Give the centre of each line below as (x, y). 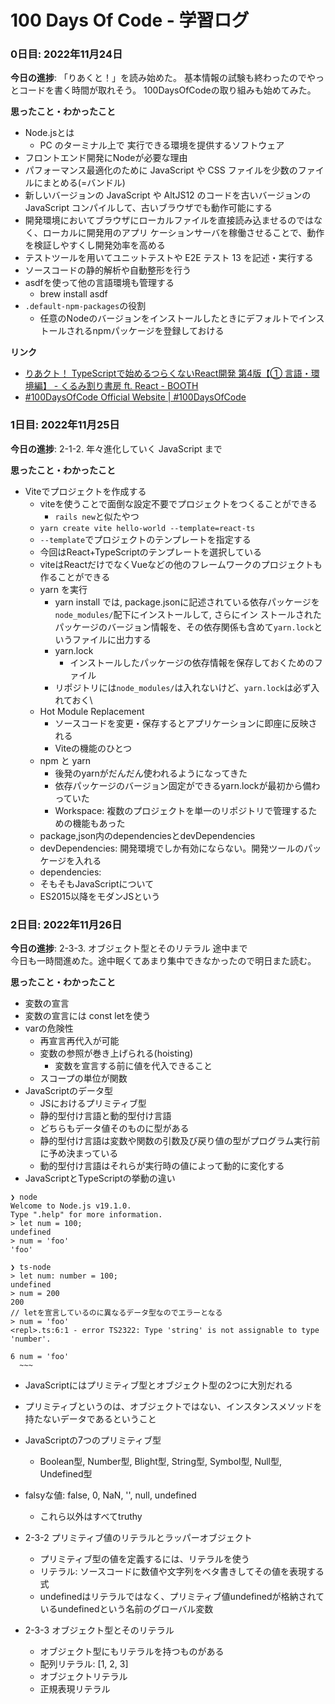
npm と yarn (65, 760)
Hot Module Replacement (92, 711)
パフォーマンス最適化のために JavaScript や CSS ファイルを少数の (161, 170)
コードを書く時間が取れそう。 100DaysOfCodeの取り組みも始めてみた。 (167, 90)
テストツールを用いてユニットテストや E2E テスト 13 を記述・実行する (169, 258)
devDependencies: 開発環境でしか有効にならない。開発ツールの (172, 848)
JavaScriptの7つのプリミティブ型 (93, 1440)
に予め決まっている (79, 1153)
